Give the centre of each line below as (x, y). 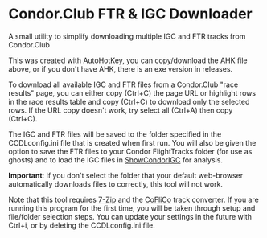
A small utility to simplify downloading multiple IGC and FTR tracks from (127, 36)
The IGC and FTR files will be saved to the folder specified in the (115, 134)
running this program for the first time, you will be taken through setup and (132, 208)
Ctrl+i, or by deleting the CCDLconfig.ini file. (82, 225)
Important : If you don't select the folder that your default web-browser (126, 175)
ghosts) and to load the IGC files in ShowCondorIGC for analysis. (116, 160)
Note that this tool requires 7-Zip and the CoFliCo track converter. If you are (133, 199)
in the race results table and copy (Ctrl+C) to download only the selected (129, 101)
